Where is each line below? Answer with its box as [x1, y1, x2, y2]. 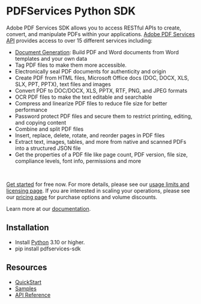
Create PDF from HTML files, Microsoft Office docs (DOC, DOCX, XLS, [14, 74, 190, 81]
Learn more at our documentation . [6, 205, 91, 212]
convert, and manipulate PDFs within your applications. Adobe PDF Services [6, 30, 195, 37]
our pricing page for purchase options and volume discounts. [6, 193, 158, 200]
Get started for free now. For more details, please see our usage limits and [6, 181, 190, 188]
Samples [14, 285, 37, 292]
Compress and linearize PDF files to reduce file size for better [14, 99, 168, 107]
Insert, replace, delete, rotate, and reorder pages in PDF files [14, 131, 165, 139]
